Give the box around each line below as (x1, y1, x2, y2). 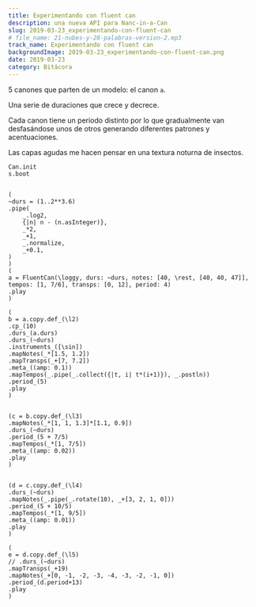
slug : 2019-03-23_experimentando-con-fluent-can (8, 26, 171, 34)
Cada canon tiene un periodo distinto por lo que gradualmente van (8, 116, 225, 125)
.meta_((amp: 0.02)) (8, 446, 77, 455)
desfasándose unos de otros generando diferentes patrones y (8, 123, 210, 133)
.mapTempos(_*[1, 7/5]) (8, 440, 87, 448)
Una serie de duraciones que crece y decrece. (8, 100, 160, 109)
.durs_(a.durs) (8, 329, 58, 337)
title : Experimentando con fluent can (8, 11, 136, 20)
